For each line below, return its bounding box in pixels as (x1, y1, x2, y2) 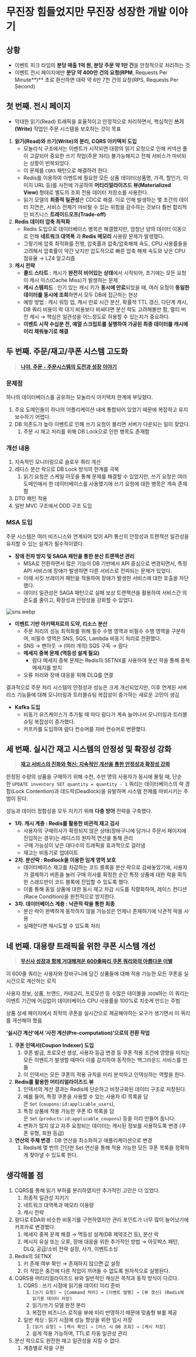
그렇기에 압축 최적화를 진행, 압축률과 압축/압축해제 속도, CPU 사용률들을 (23, 240, 188, 247)
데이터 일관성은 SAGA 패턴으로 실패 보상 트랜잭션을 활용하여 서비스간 (23, 589, 181, 596)
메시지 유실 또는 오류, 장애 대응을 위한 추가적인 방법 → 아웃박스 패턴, (23, 1238, 180, 1245)
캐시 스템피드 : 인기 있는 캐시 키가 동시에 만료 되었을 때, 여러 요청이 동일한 (23, 284, 190, 291)
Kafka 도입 (14, 703, 40, 711)
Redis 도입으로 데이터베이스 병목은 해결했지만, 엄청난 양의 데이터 (23, 225, 171, 232)
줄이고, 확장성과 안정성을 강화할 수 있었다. (39, 596, 135, 603)
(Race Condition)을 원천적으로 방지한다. (23, 893, 116, 900)
